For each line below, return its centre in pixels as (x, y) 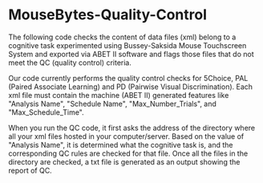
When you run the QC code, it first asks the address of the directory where (131, 128)
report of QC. (30, 170)
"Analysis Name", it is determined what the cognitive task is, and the (121, 144)
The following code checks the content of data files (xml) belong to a (122, 37)
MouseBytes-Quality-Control (107, 15)
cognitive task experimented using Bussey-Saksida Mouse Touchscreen (127, 45)
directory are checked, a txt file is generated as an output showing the (124, 161)
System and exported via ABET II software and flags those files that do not (131, 54)
